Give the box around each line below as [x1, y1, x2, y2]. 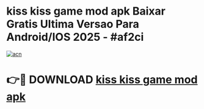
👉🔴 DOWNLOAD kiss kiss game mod [6, 73, 198, 86]
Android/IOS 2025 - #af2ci [6, 30, 144, 44]
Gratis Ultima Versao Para [6, 17, 139, 31]
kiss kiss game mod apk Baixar [6, 4, 166, 18]
